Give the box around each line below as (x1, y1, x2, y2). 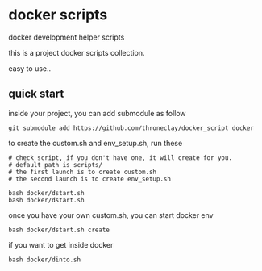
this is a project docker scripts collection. (8, 48, 145, 57)
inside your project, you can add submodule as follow (8, 108, 187, 118)
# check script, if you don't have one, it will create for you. (8, 153, 232, 162)
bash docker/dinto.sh (8, 256, 81, 264)
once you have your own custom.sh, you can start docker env (8, 210, 214, 219)
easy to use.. (8, 63, 52, 73)
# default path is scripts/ (8, 161, 103, 169)
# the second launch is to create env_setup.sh (8, 175, 172, 183)
